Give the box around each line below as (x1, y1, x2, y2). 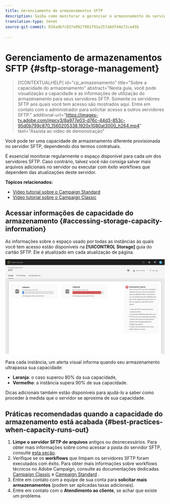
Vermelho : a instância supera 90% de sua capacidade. (12, 380, 128, 386)
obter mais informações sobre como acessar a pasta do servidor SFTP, (12, 444, 161, 450)
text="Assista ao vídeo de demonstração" (17, 128, 105, 134)
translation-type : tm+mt (5, 19, 58, 24)
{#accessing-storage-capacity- (59, 217, 163, 226)
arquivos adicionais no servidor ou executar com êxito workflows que (5, 164, 150, 170)
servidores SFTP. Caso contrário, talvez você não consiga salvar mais (5, 159, 151, 165)
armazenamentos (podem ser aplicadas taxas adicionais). (12, 482, 135, 488)
